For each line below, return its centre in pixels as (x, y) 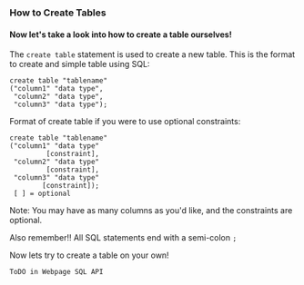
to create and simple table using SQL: (80, 64)
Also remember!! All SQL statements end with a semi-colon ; (123, 238)
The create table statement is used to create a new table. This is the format (152, 54)
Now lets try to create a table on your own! (90, 255)
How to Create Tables (58, 13)
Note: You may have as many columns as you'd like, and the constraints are (151, 211)
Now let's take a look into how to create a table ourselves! (121, 34)
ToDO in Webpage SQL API (56, 272)
